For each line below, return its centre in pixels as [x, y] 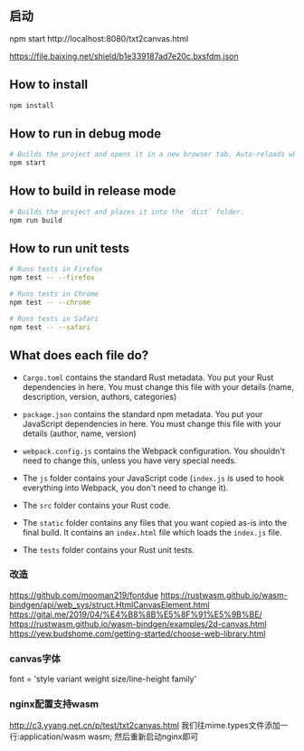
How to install [49, 85]
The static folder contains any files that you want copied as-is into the [155, 522]
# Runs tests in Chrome [54, 294]
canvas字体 [35, 659]
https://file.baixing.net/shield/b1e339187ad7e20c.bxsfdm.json [124, 56]
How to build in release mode [93, 191]
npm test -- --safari [50, 327]
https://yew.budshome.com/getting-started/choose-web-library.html [138, 633]
